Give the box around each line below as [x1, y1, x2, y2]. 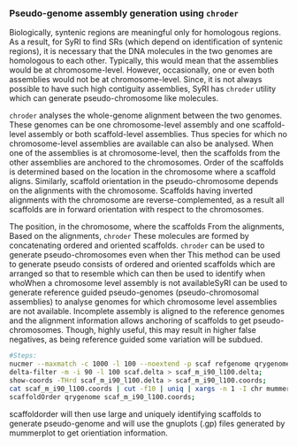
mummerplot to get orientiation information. [9, 428, 168, 438]
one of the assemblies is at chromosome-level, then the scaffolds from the [9, 148, 281, 158]
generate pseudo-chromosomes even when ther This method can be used [9, 250, 281, 260]
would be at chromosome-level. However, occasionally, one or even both [9, 65, 275, 75]
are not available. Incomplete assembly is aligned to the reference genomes [9, 306, 286, 317]
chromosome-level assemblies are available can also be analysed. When [9, 138, 274, 149]
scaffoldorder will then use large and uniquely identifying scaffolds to [9, 408, 262, 419]
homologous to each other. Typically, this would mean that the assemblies [9, 56, 278, 66]
